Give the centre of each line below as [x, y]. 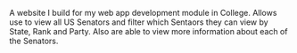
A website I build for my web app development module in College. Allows [143, 13]
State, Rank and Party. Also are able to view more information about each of [148, 31]
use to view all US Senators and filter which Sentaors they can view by [139, 22]
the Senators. [34, 41]
